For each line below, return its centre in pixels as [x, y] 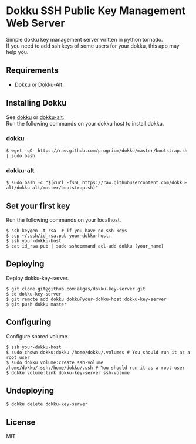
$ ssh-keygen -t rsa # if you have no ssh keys [67, 231]
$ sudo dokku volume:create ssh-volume [55, 362]
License [21, 422]
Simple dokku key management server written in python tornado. [85, 39]
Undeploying [30, 390]
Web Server [36, 23]
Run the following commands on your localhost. [64, 220]
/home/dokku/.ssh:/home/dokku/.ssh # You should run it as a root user [95, 368]
